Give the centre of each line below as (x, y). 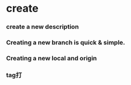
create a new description (42, 27)
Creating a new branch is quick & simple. (66, 43)
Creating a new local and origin (52, 58)
